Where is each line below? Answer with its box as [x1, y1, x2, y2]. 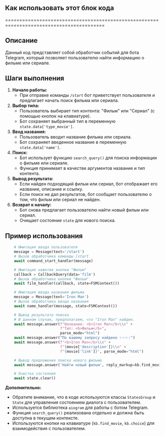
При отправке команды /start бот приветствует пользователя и [19, 92, 155, 98]
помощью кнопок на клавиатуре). [19, 113, 91, 119]
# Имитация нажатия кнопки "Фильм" [14, 267, 87, 272]
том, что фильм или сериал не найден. [19, 196, 101, 203]
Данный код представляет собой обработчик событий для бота [5, 49, 139, 55]
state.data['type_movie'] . [19, 124, 74, 130]
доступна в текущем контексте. [12, 415, 79, 421]
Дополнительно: [5, 385, 42, 391]
